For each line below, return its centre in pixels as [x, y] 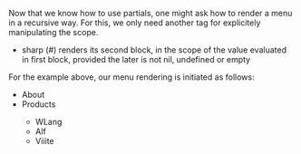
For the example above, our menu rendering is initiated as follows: [131, 77]
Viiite [45, 141]
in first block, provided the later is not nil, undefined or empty [136, 59]
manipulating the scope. [53, 32]
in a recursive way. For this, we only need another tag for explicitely [135, 23]
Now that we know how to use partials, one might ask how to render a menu [150, 13]
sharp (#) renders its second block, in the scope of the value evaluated [154, 50]
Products [39, 104]
